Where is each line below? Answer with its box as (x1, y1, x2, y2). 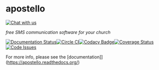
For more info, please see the (5, 53, 66, 60)
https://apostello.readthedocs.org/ (7, 59, 78, 65)
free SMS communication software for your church (5, 29, 110, 35)
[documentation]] (67, 53, 103, 60)
